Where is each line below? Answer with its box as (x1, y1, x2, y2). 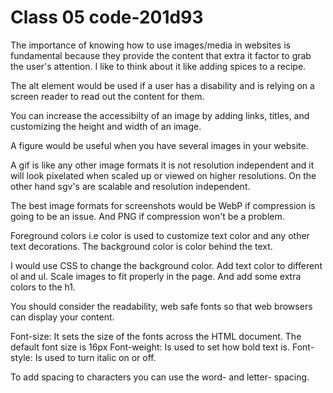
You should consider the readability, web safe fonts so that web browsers (10, 300, 313, 312)
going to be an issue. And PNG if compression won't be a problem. (10, 210, 285, 222)
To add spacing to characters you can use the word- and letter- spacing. (10, 371, 310, 383)
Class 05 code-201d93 (10, 6, 204, 29)
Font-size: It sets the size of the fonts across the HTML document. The (10, 330, 302, 342)
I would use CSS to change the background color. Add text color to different (10, 259, 323, 271)
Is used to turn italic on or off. (34, 351, 157, 363)
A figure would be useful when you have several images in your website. (10, 139, 309, 151)
